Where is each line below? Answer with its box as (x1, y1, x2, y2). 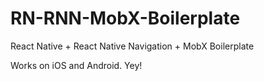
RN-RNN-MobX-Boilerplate (10, 7, 241, 30)
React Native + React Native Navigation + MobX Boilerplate (10, 40, 255, 52)
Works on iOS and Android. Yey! (10, 59, 143, 71)
